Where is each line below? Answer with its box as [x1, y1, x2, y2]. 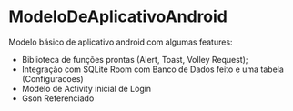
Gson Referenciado [21, 93, 95, 104]
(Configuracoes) [21, 73, 84, 84]
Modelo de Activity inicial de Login [21, 83, 152, 94]
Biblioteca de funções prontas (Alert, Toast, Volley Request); [21, 54, 248, 65]
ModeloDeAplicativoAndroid [8, 6, 228, 27]
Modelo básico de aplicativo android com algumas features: [8, 36, 233, 47]
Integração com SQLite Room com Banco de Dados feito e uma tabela [21, 64, 284, 75]
